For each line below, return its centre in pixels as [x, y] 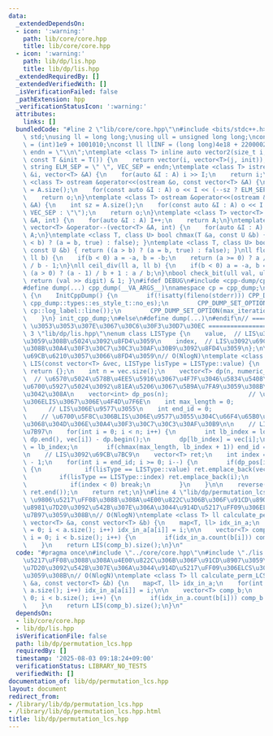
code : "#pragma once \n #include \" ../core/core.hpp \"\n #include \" [130, 553]
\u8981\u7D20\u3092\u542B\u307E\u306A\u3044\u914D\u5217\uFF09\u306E [143, 507]
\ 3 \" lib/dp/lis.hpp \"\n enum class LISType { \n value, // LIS [139, 333]
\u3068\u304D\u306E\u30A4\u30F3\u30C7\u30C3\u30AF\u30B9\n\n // [139, 425]
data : [17, 16]
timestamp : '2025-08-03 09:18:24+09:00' [85, 659]
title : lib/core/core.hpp [67, 46]
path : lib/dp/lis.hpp [59, 62]
